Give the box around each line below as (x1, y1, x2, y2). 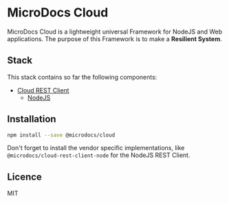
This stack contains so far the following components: (7, 73, 157, 81)
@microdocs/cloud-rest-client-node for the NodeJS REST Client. (7, 151, 190, 159)
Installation (7, 113, 56, 125)
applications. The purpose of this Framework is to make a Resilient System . (7, 34, 222, 43)
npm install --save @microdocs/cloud (7, 132, 116, 139)
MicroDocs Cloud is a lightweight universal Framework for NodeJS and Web (7, 27, 223, 36)
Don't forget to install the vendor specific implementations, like (7, 144, 185, 152)
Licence (7, 171, 43, 182)
